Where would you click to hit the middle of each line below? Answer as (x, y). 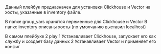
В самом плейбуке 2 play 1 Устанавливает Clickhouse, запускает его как (80, 36)
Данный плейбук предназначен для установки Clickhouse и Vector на (78, 7)
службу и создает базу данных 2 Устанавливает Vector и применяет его (81, 41)
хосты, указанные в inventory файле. (43, 12)
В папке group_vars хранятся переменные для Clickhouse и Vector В (76, 22)
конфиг (12, 46)
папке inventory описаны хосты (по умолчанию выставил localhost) (75, 27)
